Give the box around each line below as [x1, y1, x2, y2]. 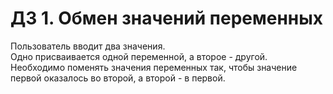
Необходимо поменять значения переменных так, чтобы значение [10, 61, 298, 73]
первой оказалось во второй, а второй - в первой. [10, 72, 226, 84]
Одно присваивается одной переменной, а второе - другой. [10, 50, 268, 62]
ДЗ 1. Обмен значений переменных [10, 7, 324, 30]
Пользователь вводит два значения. [10, 40, 166, 52]
